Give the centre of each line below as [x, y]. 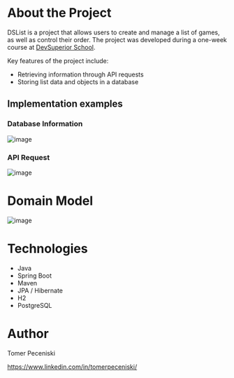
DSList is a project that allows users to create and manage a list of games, [114, 32]
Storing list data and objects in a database [78, 81]
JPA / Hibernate [40, 290]
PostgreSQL [35, 305]
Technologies [48, 249]
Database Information [45, 124]
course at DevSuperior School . [51, 47]
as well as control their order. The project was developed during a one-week [117, 39]
